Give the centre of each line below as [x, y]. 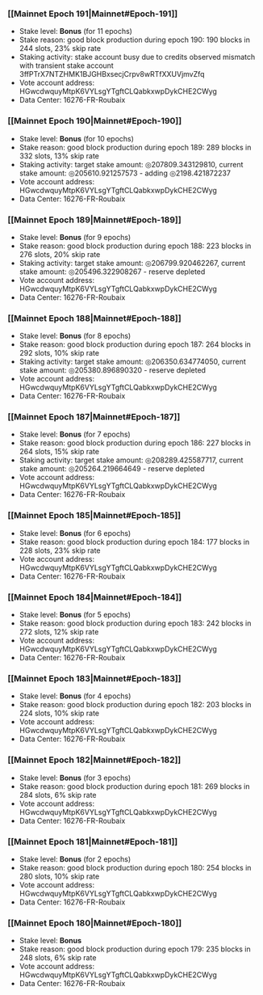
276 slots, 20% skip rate [60, 254]
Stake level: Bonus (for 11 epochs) [75, 32]
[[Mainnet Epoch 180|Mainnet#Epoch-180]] [95, 923]
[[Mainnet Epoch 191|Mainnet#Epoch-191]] [93, 14]
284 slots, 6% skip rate [58, 795]
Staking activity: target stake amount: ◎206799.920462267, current [132, 263]
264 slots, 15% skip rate [59, 452]
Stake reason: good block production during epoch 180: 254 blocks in [135, 867]
